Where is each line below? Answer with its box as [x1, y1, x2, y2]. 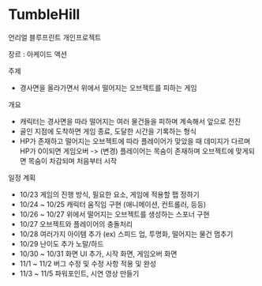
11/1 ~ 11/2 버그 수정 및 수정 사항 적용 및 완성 [19, 258, 156, 268]
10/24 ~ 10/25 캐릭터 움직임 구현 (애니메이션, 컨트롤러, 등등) [19, 199, 207, 209]
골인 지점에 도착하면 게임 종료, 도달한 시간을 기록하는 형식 [19, 126, 197, 136]
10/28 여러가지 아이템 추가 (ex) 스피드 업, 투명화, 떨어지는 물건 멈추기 [19, 229, 234, 239]
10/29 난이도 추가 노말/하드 [19, 239, 104, 248]
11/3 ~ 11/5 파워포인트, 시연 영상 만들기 [19, 269, 140, 278]
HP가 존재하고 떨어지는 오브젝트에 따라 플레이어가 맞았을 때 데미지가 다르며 [19, 136, 251, 145]
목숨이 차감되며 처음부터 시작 [28, 156, 117, 165]
